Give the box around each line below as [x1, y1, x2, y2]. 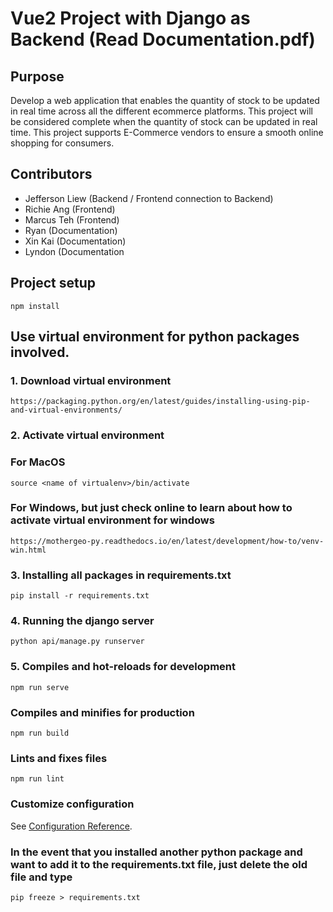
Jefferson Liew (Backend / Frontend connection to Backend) [24, 192, 274, 204]
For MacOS [10, 455, 66, 469]
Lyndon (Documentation [24, 245, 125, 257]
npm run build [10, 728, 70, 739]
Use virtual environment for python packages [10, 328, 300, 346]
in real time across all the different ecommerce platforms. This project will [10, 105, 313, 117]
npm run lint [10, 774, 65, 784]
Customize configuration [10, 797, 135, 811]
